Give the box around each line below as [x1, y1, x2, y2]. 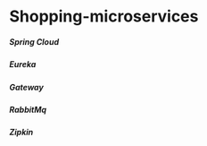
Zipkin [9, 127, 34, 138]
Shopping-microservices [9, 6, 199, 27]
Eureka [9, 59, 37, 70]
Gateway [9, 82, 45, 92]
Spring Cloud [9, 36, 60, 47]
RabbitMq [9, 104, 47, 115]
